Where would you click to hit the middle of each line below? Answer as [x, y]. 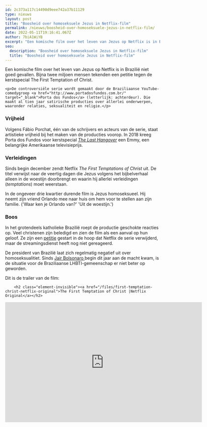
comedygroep [17, 93]
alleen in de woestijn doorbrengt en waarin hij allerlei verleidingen [72, 179]
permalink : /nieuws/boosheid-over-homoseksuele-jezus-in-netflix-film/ [80, 28]
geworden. [16, 268]
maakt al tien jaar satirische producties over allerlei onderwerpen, [79, 102]
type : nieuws [18, 14]
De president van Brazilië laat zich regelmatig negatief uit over [68, 253]
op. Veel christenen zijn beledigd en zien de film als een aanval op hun [76, 233]
